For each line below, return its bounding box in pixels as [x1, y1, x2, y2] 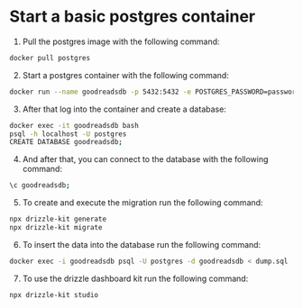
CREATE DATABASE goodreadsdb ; [9, 138, 124, 147]
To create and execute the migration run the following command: [22, 197, 263, 208]
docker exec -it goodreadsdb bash [9, 121, 140, 130]
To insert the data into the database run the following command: [22, 239, 262, 249]
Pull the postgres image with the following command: [22, 36, 220, 47]
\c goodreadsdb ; [9, 181, 70, 190]
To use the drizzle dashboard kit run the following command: [22, 273, 249, 284]
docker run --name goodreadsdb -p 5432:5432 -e [9, 87, 192, 96]
